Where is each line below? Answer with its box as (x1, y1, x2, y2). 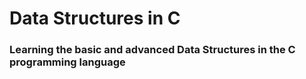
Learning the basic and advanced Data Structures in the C (9, 43, 296, 57)
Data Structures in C (9, 7, 181, 30)
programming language (9, 55, 126, 69)
